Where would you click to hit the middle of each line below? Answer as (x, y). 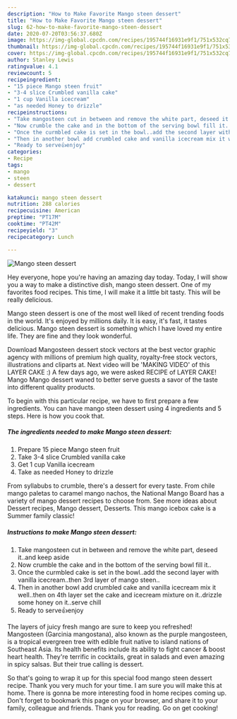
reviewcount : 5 (30, 73)
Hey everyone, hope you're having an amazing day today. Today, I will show (117, 277)
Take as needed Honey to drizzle (66, 472)
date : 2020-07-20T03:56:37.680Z (55, 34)
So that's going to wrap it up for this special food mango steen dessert (110, 678)
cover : (17, 54)
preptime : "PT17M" (34, 217)
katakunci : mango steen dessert (55, 198)
